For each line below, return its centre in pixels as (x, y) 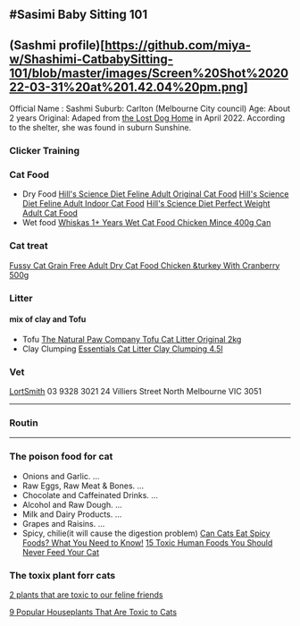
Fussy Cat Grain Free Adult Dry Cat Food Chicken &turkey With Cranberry (145, 265)
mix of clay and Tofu (48, 319)
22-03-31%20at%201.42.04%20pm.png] (129, 87)
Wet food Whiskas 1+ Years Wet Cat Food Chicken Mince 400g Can (146, 223)
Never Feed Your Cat (61, 552)
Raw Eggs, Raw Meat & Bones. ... (83, 486)
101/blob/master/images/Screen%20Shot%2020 (149, 73)
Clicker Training (45, 151)
